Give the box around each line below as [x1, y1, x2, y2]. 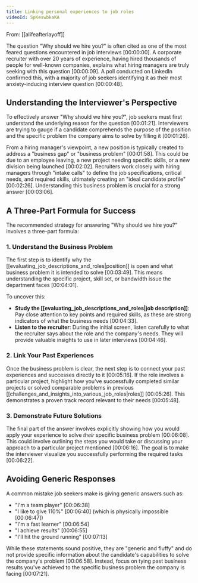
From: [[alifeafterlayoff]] [6, 30, 65, 38]
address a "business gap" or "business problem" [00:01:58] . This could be [6, 150, 188, 158]
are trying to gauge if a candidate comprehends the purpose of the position [6, 126, 191, 133]
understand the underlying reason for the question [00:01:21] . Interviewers [6, 120, 188, 127]
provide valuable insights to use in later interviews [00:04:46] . [14, 337, 168, 344]
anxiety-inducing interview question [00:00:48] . [6, 80, 124, 87]
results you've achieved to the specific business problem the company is [6, 563, 185, 570]
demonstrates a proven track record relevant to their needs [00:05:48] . [6, 396, 180, 403]
